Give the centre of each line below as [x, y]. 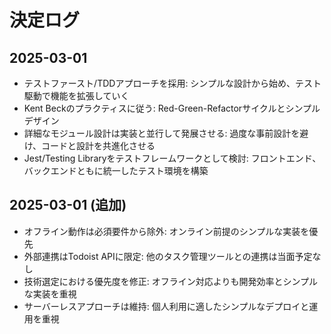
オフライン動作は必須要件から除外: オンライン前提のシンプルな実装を [166, 231]
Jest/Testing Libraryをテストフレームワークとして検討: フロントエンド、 [172, 158]
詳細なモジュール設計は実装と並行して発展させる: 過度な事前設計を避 [166, 133]
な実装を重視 [50, 293]
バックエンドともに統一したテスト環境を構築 [116, 170]
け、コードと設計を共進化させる [89, 145]
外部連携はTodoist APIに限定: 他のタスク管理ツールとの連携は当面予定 [168, 256]
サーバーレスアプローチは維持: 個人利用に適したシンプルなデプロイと [166, 306]
